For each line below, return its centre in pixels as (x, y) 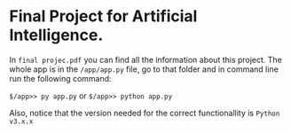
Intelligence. (56, 35)
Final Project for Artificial (103, 16)
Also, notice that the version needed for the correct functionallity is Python (145, 113)
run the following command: (61, 78)
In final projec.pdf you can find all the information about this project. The (145, 59)
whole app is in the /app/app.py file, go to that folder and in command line (144, 69)
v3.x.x (21, 121)
